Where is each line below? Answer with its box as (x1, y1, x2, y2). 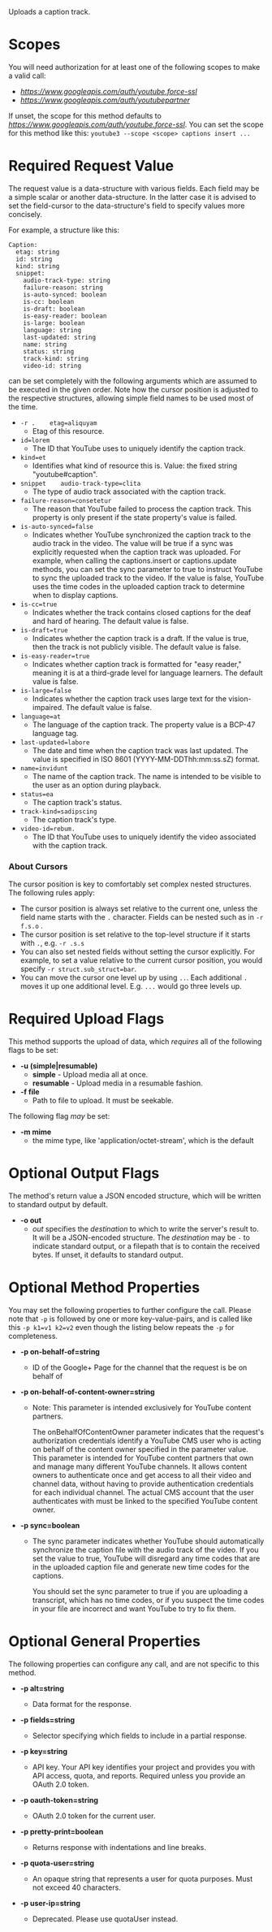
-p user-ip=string (19, 1898, 81, 1908)
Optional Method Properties (8, 1279, 201, 1297)
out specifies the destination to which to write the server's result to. (32, 1224, 259, 1234)
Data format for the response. (32, 1699, 132, 1709)
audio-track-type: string (23, 276, 111, 284)
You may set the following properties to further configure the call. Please (8, 1305, 252, 1315)
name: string (23, 340, 67, 349)
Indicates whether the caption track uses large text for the (32, 694, 227, 704)
